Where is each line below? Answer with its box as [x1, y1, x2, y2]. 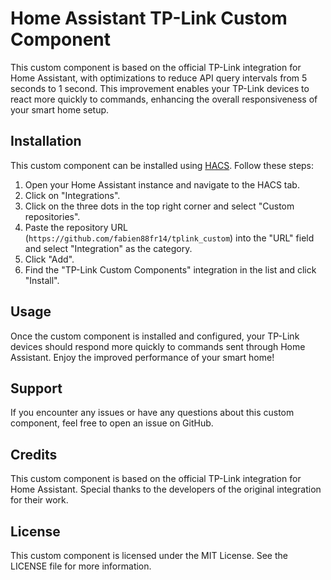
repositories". [24, 210, 81, 222]
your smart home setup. [10, 103, 110, 116]
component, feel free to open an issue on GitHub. [10, 417, 214, 429]
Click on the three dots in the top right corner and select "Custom [24, 200, 295, 212]
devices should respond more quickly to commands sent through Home [10, 340, 306, 352]
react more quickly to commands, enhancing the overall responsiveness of [10, 93, 318, 105]
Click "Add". [24, 253, 75, 265]
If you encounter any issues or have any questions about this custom [10, 407, 295, 419]
